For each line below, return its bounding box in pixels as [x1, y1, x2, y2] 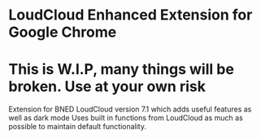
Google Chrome [8, 23, 117, 41]
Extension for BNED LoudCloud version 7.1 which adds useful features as [8, 104, 252, 115]
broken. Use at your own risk [8, 77, 206, 96]
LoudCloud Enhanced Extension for [8, 6, 253, 24]
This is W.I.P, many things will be [8, 60, 234, 79]
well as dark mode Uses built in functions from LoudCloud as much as [8, 113, 244, 123]
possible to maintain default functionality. [8, 122, 146, 132]
